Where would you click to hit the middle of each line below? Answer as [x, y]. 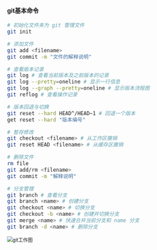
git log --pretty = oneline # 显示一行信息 [64, 82]
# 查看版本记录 [26, 69]
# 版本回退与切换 [28, 107]
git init [19, 32]
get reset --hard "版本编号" [46, 120]
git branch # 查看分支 [37, 195]
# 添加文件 [20, 44]
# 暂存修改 [20, 132]
